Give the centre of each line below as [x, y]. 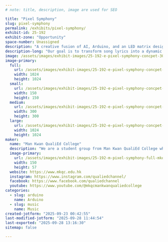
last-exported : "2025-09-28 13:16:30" [45, 223]
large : [16, 121]
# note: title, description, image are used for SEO [61, 10]
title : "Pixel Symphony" [31, 19]
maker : [12, 139]
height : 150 [26, 98]
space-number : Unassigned [32, 42]
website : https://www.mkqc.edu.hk [45, 172]
